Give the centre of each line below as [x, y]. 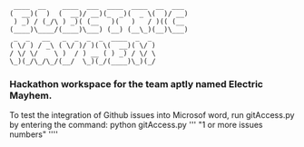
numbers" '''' [34, 134]
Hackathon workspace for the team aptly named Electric [136, 83]
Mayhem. [31, 95]
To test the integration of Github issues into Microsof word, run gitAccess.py [152, 115]
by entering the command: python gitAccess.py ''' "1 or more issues [136, 125]
